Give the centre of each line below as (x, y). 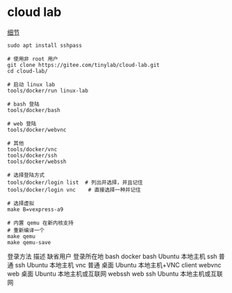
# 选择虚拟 (21, 203)
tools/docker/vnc (32, 149)
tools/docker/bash (34, 110)
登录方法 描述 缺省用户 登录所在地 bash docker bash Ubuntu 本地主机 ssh (112, 256)
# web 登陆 (22, 124)
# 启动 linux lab (31, 84)
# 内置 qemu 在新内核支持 (41, 223)
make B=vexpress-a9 (35, 209)
